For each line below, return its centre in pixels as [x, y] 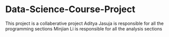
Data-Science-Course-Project [71, 9]
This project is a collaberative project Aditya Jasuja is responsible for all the [84, 23]
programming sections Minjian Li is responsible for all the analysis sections [84, 28]
